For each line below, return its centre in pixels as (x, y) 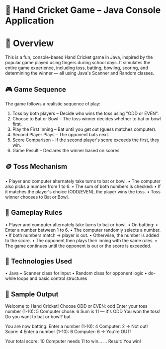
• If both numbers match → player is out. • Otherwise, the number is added (82, 235)
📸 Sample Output (32, 294)
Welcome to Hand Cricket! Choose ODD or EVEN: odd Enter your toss (76, 306)
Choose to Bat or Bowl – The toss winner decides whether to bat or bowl (86, 118)
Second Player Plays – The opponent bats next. (61, 134)
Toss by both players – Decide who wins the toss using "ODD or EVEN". (85, 113)
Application (30, 21)
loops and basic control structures (52, 278)
